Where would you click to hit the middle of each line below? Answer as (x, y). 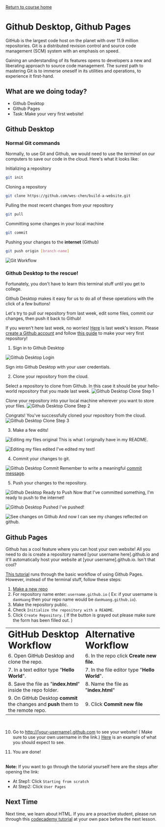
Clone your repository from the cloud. (51, 376)
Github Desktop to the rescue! (42, 273)
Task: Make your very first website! (48, 114)
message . (15, 474)
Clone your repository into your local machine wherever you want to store (80, 401)
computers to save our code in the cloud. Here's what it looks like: (72, 159)
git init (14, 178)
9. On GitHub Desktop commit (43, 698)
